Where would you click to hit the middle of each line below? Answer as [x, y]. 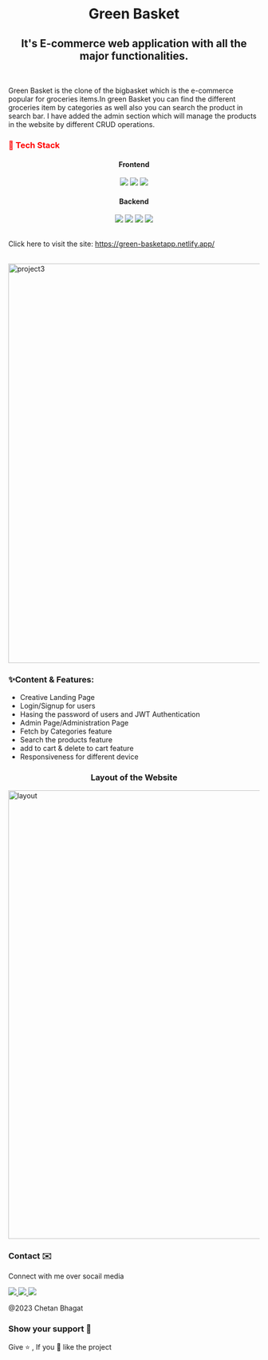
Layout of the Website [134, 777]
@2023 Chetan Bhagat [46, 1308]
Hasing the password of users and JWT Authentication [110, 714]
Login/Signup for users [57, 706]
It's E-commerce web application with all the [134, 44]
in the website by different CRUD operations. [82, 124]
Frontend [134, 164]
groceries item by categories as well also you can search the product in [126, 107]
